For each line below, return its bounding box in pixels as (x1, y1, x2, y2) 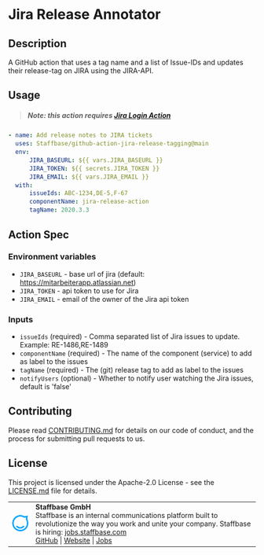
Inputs (8, 314, 34, 325)
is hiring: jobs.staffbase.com (35, 527, 127, 537)
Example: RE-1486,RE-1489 (19, 340, 108, 350)
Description (8, 37, 67, 50)
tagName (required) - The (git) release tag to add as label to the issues (19, 366, 244, 375)
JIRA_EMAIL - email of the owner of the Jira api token (19, 294, 189, 303)
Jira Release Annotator (8, 6, 161, 24)
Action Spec (8, 228, 69, 241)
